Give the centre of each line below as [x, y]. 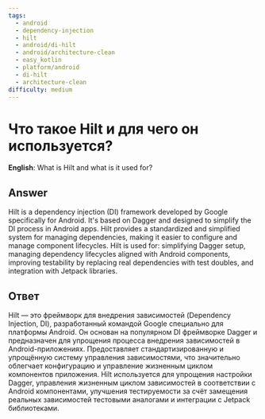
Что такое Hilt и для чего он [104, 129]
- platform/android [48, 68]
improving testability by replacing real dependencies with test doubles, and [131, 262]
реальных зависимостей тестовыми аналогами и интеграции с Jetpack [129, 399]
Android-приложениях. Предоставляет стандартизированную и [116, 349]
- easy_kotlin [38, 60]
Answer [28, 193]
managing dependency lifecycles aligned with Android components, [119, 254]
